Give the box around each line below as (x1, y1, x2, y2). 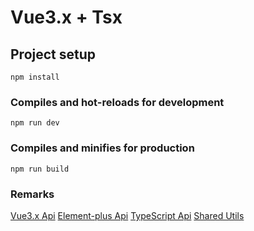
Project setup (10, 46, 97, 63)
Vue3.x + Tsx (10, 6, 123, 29)
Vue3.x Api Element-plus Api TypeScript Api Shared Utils (10, 209, 245, 221)
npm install (10, 72, 60, 82)
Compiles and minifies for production (10, 141, 195, 155)
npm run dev (10, 118, 60, 128)
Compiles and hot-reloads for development (10, 95, 225, 109)
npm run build (10, 164, 70, 174)
